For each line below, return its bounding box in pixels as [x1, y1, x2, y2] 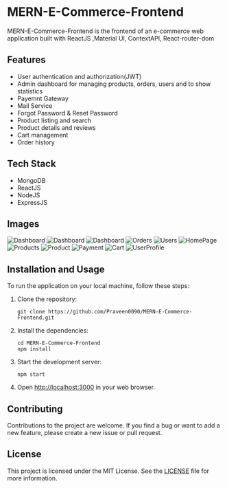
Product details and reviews [16, 123, 96, 131]
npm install [16, 346, 51, 353]
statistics [16, 87, 43, 95]
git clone [16, 309, 46, 315]
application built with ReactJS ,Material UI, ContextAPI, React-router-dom [7, 34, 215, 42]
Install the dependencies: [16, 326, 89, 335]
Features [7, 54, 46, 66]
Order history [16, 138, 55, 146]
